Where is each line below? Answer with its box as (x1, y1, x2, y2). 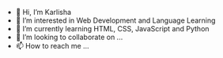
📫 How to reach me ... (15, 42, 89, 50)
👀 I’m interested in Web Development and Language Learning (15, 16, 216, 25)
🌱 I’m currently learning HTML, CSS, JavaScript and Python (15, 24, 210, 33)
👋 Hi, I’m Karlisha (15, 8, 72, 16)
